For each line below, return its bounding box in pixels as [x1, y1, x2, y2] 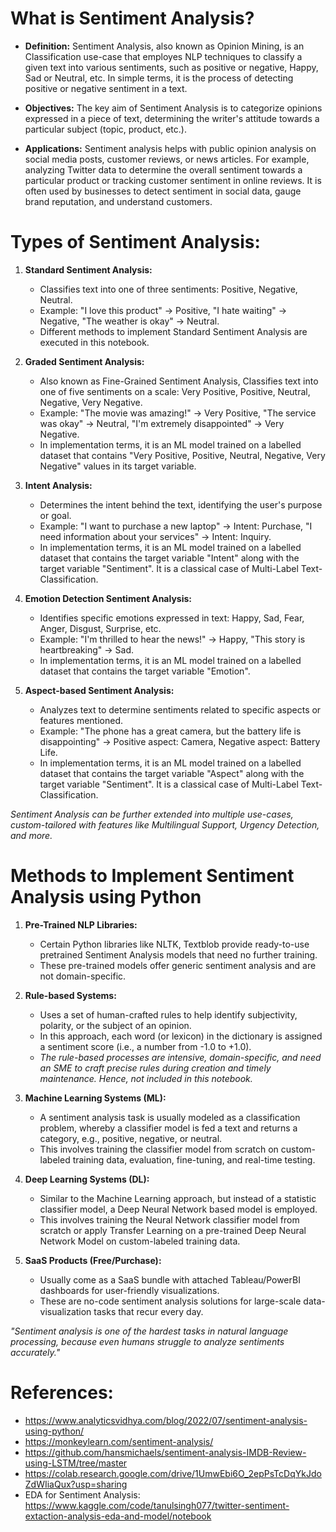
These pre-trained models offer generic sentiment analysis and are [39, 959, 317, 971]
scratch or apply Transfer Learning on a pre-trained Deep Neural [39, 1224, 307, 1236]
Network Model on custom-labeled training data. [39, 1235, 241, 1247]
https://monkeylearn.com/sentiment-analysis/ [24, 1435, 214, 1447]
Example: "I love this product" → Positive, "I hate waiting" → [39, 304, 288, 316]
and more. [10, 829, 53, 841]
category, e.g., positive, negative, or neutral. [39, 1132, 223, 1144]
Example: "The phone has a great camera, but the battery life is [39, 725, 302, 737]
